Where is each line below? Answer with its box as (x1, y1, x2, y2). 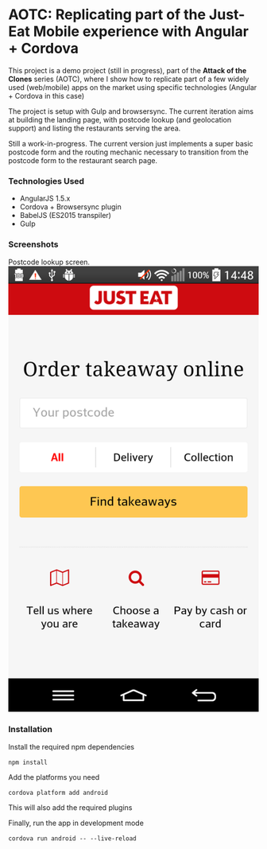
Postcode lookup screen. (8, 257, 90, 267)
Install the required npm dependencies (8, 742, 135, 751)
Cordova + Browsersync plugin (19, 202, 122, 212)
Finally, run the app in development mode (8, 818, 145, 828)
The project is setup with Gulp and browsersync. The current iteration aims (8, 106, 254, 116)
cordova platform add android (8, 789, 109, 796)
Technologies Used (8, 175, 85, 186)
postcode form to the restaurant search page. (8, 155, 157, 165)
